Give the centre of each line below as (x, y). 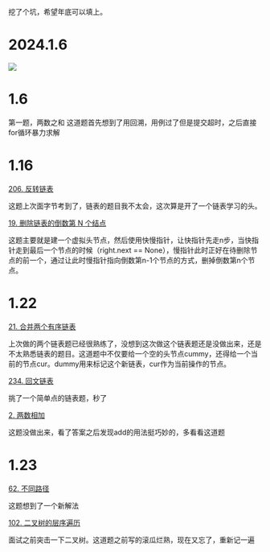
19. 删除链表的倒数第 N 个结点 (57, 223)
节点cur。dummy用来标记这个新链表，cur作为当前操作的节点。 (127, 364)
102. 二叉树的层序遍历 (45, 522)
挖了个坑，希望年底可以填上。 (57, 12)
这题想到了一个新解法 (43, 505)
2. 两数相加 (27, 415)
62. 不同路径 (29, 488)
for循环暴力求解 (34, 132)
